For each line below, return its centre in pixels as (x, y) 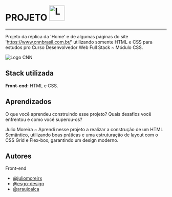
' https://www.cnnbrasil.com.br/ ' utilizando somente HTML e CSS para (79, 42)
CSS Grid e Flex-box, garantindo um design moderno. (62, 140)
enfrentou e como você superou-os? (44, 119)
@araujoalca (26, 189)
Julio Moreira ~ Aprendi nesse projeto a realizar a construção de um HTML (84, 129)
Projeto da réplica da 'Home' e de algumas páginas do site (67, 36)
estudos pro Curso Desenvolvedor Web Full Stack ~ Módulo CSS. (74, 47)
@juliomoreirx (27, 178)
